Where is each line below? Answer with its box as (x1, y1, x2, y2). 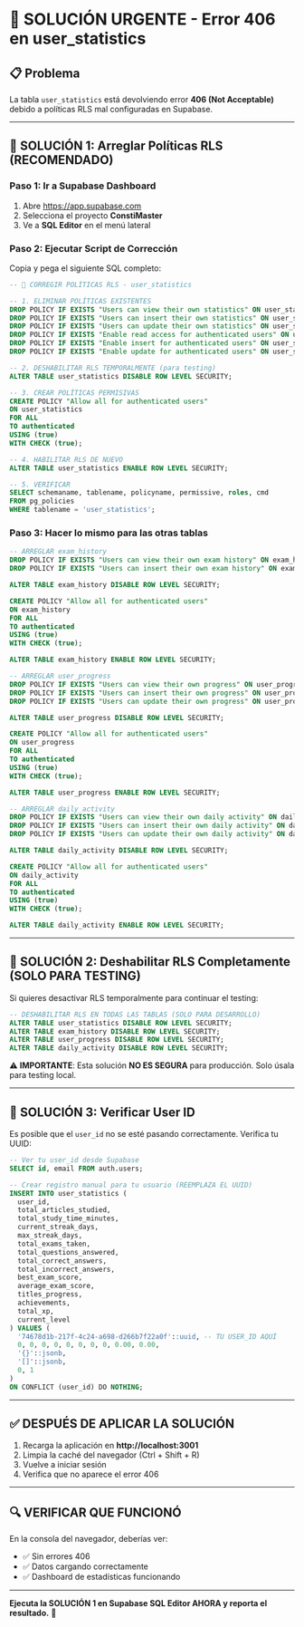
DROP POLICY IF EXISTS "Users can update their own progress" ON (9, 697, 261, 706)
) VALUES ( (9, 1324, 51, 1333)
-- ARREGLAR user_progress (9, 671, 111, 681)
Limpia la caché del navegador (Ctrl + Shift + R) (22, 1449, 201, 1460)
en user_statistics (9, 28, 147, 49)
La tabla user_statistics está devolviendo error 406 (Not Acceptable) (9, 94, 274, 104)
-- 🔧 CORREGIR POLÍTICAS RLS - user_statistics (9, 280, 193, 289)
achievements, (17, 1298, 71, 1308)
